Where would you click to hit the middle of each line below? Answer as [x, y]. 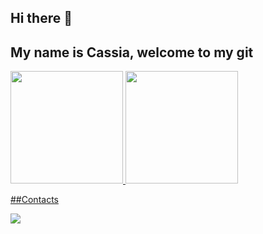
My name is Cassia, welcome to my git [132, 52]
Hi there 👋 [41, 18]
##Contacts [34, 200]
